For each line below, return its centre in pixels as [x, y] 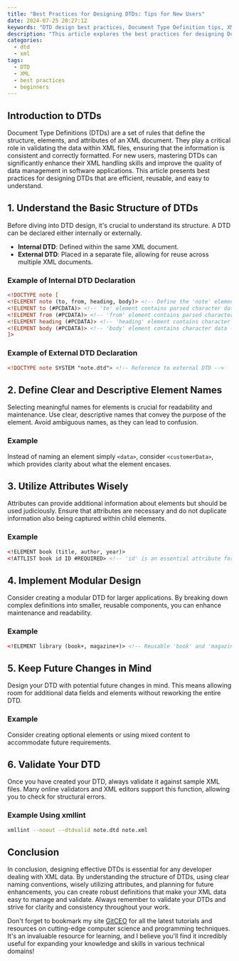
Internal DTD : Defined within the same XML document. [98, 246]
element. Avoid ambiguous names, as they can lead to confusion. [103, 422]
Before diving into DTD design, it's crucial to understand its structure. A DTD [119, 225]
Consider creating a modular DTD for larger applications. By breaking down [118, 598]
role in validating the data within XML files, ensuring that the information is [116, 148]
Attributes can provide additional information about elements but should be [117, 504]
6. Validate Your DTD [54, 764]
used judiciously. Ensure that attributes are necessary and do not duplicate [117, 511]
